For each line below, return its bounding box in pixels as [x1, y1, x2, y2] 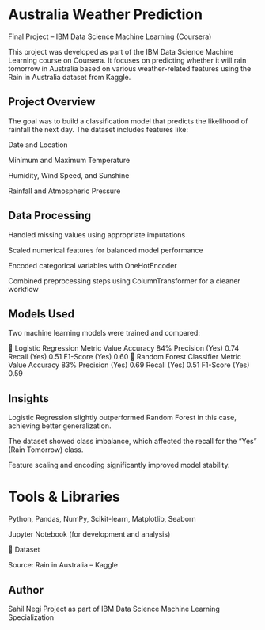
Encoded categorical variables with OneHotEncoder [8, 260, 178, 270]
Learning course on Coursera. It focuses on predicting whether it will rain [8, 55, 247, 65]
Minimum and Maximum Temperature [8, 155, 131, 165]
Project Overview [8, 95, 96, 108]
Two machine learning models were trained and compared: [8, 328, 200, 338]
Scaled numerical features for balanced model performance [8, 245, 203, 255]
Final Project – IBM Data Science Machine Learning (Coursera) [8, 32, 212, 41]
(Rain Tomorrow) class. [8, 445, 84, 454]
